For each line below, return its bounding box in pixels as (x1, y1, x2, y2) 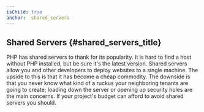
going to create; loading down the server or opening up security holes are (6, 86, 193, 94)
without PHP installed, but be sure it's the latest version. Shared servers (6, 60, 187, 67)
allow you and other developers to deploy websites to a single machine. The (6, 67, 198, 74)
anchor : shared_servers (6, 15, 70, 21)
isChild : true (6, 9, 43, 15)
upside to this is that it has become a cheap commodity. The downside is (6, 73, 191, 80)
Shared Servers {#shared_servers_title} (6, 37, 162, 48)
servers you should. (6, 99, 56, 106)
